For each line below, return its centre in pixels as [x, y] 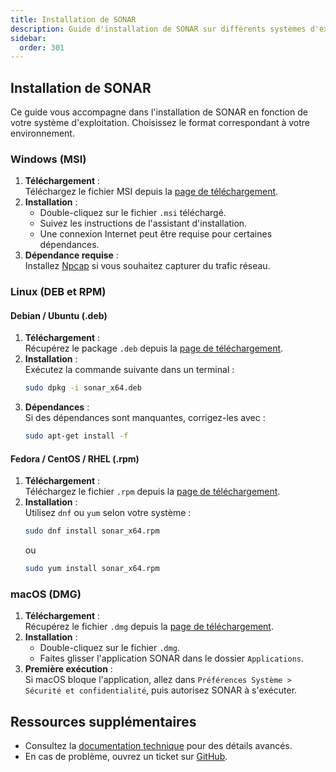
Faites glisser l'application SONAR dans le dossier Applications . [171, 658]
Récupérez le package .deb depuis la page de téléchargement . [154, 348]
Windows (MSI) [48, 159]
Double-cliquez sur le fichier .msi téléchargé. [133, 213]
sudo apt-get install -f [76, 436]
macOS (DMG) [46, 594]
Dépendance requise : [71, 255]
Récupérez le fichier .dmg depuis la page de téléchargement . [149, 627]
